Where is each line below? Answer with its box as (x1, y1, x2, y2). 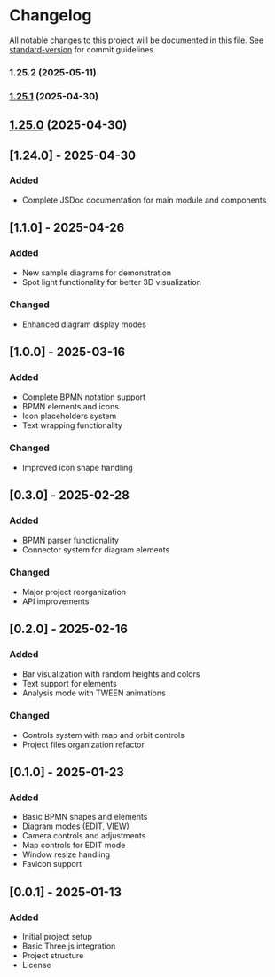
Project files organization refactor (21, 739, 145, 750)
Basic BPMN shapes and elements (21, 812, 148, 822)
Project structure (21, 950, 84, 961)
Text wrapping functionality (21, 419, 122, 431)
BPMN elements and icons (21, 401, 120, 411)
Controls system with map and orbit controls (21, 729, 185, 740)
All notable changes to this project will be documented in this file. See (9, 35, 264, 45)
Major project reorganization (21, 586, 127, 597)
